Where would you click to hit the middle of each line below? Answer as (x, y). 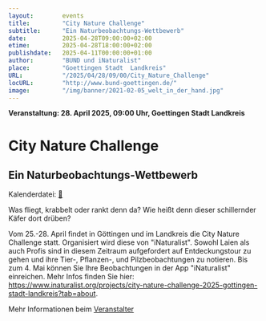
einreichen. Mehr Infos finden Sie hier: (71, 277)
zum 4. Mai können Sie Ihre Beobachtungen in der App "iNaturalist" (119, 268)
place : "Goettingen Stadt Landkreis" (87, 68)
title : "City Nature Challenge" (77, 23)
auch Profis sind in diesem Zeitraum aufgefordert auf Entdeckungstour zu (130, 251)
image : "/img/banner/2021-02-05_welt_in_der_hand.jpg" (116, 90)
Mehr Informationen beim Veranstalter (71, 309)
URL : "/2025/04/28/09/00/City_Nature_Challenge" (109, 75)
